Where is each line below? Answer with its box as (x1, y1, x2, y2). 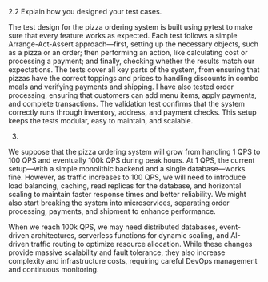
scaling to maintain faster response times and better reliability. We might (8, 190, 246, 199)
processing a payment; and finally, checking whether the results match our (8, 56, 255, 66)
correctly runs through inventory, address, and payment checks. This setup (8, 107, 258, 117)
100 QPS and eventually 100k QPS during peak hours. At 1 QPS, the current (8, 155, 255, 165)
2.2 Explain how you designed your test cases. (8, 7, 162, 16)
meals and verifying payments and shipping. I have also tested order (8, 82, 234, 91)
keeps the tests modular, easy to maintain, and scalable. (8, 116, 194, 125)
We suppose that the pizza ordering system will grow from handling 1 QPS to (8, 147, 261, 156)
